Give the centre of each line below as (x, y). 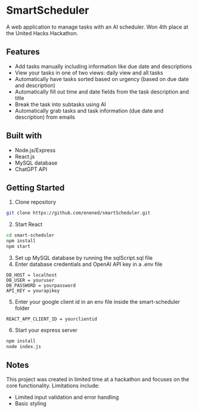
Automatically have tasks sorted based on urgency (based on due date (102, 79)
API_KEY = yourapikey (33, 291)
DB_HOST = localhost (32, 275)
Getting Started (35, 187)
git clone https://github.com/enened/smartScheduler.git (78, 213)
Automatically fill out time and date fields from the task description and (102, 91)
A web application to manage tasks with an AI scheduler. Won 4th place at (98, 27)
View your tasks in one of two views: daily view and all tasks (89, 73)
